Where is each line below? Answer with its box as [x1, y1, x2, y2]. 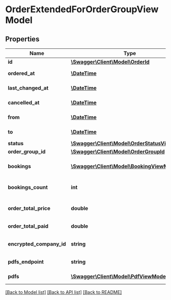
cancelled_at [8, 99, 40, 106]
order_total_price [8, 205, 51, 212]
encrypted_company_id [8, 240, 66, 248]
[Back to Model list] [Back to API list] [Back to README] [5, 289, 122, 295]
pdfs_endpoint [8, 258, 44, 265]
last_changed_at [8, 85, 49, 91]
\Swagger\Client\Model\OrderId [71, 59, 150, 65]
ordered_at [8, 70, 35, 77]
